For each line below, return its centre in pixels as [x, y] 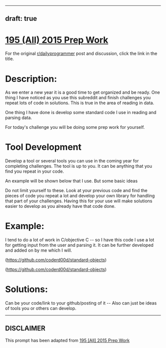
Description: [31, 79]
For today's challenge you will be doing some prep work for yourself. [75, 127]
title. [10, 59]
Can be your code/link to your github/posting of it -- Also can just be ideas [81, 303]
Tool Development [43, 147]
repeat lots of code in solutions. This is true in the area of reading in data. [80, 103]
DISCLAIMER [25, 329]
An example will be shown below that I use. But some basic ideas [71, 181]
